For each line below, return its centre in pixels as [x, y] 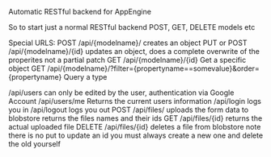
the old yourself [34, 144]
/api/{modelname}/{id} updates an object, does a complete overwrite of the [134, 51]
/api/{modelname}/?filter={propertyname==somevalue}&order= [154, 68]
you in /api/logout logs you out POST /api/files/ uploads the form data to [129, 109]
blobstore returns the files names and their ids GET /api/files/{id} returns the [135, 118]
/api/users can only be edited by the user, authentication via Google [121, 93]
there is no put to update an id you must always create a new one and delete [136, 135]
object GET [27, 68]
